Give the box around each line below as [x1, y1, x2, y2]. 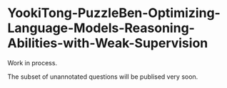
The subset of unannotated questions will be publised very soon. [7, 72, 198, 81]
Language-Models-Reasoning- [7, 20, 195, 36]
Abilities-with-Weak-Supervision [7, 35, 208, 51]
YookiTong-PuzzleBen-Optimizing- [7, 5, 221, 21]
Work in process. [7, 58, 58, 67]
